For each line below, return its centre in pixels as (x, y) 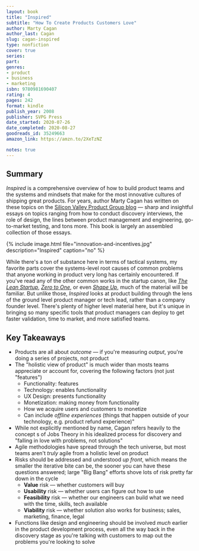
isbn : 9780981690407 (32, 89)
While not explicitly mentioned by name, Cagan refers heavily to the (97, 428)
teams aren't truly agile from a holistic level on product (81, 453)
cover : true (21, 51)
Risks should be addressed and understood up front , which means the (101, 460)
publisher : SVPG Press (34, 117)
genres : (16, 67)
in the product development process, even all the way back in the (95, 529)
